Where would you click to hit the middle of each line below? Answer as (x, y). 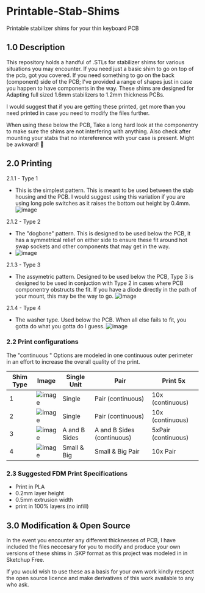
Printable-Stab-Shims (63, 11)
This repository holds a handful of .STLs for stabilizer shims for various (95, 62)
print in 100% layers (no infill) (52, 506)
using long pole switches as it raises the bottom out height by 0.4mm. (103, 203)
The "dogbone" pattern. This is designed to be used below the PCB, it (103, 233)
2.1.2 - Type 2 (23, 221)
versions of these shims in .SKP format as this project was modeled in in (97, 553)
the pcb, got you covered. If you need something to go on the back (91, 75)
